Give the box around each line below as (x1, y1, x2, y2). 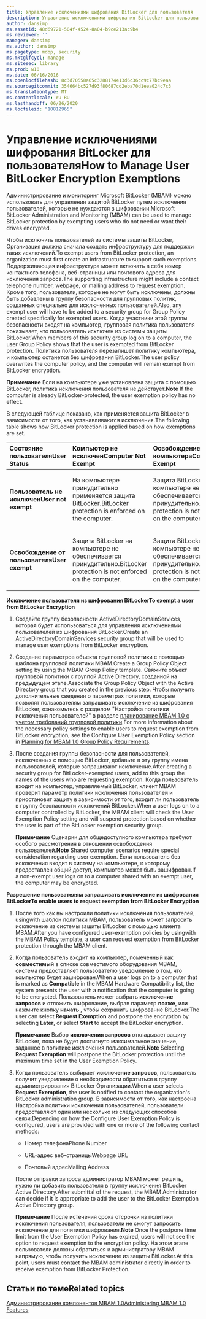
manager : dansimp (6, 37, 51, 44)
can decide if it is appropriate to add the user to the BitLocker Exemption (15, 1195, 199, 1202)
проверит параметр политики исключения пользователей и (15, 789, 173, 797)
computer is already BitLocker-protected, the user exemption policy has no (6, 392, 196, 399)
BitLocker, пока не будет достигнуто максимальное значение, (15, 1038, 178, 1045)
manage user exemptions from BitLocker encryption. (15, 641, 148, 649)
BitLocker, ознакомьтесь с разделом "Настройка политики (15, 705, 169, 713)
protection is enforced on (72, 507, 145, 516)
